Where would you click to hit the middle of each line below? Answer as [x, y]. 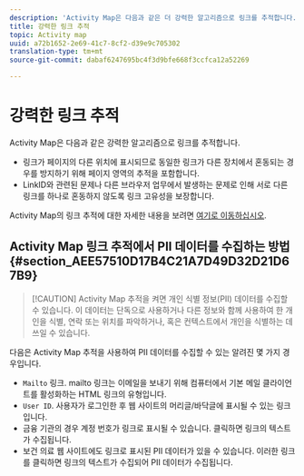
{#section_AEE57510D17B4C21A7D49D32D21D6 [150, 261]
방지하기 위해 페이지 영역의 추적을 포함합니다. [119, 173]
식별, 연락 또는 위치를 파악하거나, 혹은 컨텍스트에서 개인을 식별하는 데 [171, 321]
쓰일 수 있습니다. [61, 332]
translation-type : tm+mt [56, 52]
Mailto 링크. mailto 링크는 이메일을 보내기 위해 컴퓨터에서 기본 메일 [142, 382]
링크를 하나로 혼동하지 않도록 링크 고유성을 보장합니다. [118, 195]
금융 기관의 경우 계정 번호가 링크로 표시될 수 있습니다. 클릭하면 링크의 [145, 428]
